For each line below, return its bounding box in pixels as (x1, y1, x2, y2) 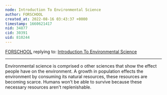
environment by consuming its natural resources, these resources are (5, 73, 148, 80)
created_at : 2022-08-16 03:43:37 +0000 (5, 16, 88, 21)
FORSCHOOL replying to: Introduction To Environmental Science (5, 48, 137, 55)
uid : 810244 (5, 35, 30, 40)
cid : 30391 (5, 30, 28, 35)
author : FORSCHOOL (5, 12, 43, 17)
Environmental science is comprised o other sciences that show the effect (5, 63, 157, 69)
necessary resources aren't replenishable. (5, 84, 92, 90)
